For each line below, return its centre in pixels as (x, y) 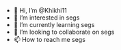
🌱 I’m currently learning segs (54, 25)
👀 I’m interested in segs (46, 18)
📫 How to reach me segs (49, 40)
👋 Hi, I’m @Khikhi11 (40, 10)
